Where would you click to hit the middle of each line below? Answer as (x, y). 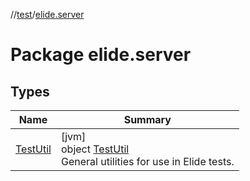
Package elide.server (101, 55)
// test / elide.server (47, 14)
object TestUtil (95, 149)
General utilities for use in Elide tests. (147, 161)
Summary (147, 119)
